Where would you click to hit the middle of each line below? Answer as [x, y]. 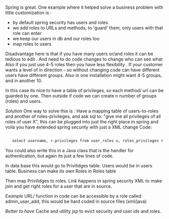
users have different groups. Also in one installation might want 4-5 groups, [84, 75]
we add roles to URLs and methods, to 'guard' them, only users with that [88, 28]
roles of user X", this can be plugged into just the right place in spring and [82, 122]
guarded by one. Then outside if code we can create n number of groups [81, 96]
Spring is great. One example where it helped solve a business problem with [84, 7]
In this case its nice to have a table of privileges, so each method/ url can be [84, 90]
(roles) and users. [23, 101]
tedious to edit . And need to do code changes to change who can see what [84, 59]
